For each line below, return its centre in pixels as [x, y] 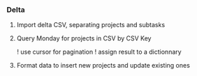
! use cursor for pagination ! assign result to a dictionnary [99, 52]
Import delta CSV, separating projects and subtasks [91, 25]
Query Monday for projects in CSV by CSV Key [84, 38]
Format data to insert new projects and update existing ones [103, 66]
